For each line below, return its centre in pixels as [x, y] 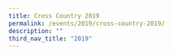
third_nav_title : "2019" [50, 38]
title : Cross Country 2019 [54, 16]
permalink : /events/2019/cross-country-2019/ [86, 23]
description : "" [36, 31]
